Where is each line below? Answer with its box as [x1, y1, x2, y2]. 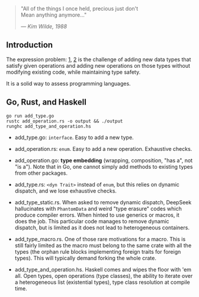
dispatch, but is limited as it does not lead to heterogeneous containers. [14, 224, 190, 231]
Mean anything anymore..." [20, 11, 87, 18]
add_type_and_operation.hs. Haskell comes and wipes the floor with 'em [14, 266, 191, 273]
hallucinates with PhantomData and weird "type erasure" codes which [14, 205, 182, 212]
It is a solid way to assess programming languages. [6, 80, 131, 87]
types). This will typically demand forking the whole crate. [14, 254, 157, 261]
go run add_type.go [6, 113, 54, 119]
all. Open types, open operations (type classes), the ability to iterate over [14, 272, 193, 279]
